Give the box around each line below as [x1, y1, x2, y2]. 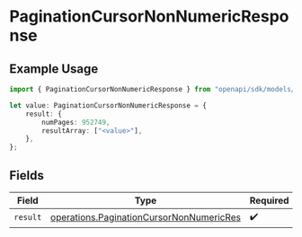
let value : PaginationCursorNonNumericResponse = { [9, 101, 207, 110]
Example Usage [9, 61, 99, 76]
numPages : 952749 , [41, 118, 111, 127]
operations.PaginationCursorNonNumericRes [50, 211, 241, 224]
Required [249, 194, 289, 206]
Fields [9, 168, 45, 183]
